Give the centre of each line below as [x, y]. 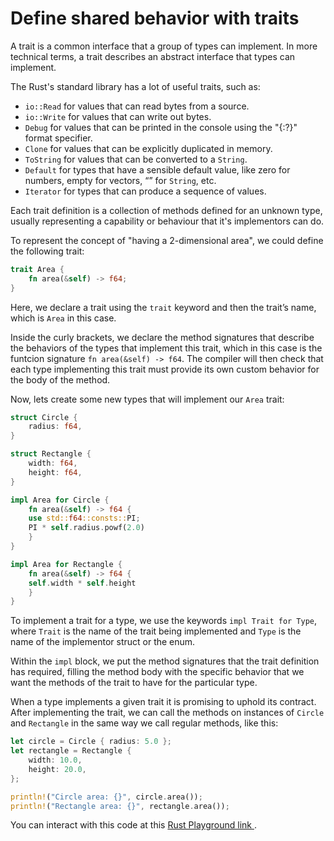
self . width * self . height [82, 583]
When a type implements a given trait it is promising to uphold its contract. [163, 702]
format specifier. [58, 138]
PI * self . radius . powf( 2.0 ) [86, 528]
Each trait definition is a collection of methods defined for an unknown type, [166, 210]
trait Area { [37, 269]
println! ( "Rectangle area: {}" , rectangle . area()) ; [120, 806]
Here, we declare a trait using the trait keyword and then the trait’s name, [163, 307]
